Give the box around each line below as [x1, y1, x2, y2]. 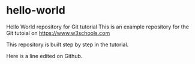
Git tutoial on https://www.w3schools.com [6, 29, 110, 36]
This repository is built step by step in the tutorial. [6, 41, 129, 48]
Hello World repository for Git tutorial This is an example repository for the [6, 23, 190, 30]
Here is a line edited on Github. [6, 52, 83, 59]
